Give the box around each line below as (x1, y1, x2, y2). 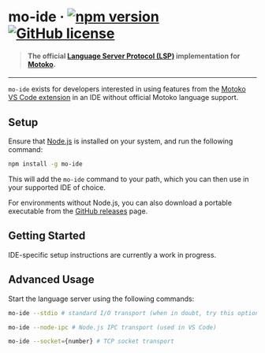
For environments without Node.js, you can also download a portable (8, 198, 233, 208)
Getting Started (8, 229, 86, 243)
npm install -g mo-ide (8, 160, 83, 169)
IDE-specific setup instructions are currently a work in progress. (8, 250, 217, 259)
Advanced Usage (8, 273, 95, 287)
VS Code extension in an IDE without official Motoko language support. (8, 93, 239, 102)
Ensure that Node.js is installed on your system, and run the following (8, 136, 233, 146)
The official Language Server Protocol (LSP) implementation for (27, 51, 241, 61)
